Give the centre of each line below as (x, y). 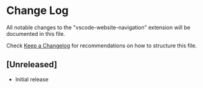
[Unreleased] (32, 65)
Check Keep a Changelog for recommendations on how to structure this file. (102, 46)
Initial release (32, 79)
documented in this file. (36, 33)
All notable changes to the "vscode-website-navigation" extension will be (98, 27)
